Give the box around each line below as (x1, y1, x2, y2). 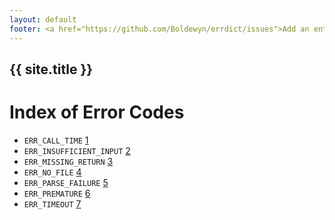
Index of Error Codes (9, 101, 185, 124)
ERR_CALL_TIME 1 (23, 134, 89, 146)
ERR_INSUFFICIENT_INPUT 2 (23, 144, 131, 156)
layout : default (9, 14, 77, 25)
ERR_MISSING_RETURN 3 (23, 155, 114, 167)
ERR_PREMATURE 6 (23, 187, 91, 199)
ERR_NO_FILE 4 (23, 166, 82, 178)
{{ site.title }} (9, 61, 94, 78)
